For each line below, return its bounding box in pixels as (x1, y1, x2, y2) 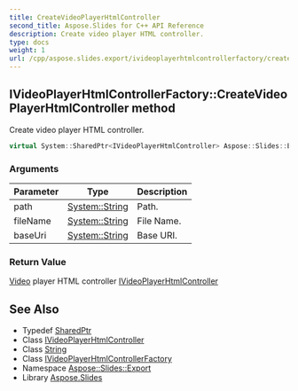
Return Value (9, 255, 67, 268)
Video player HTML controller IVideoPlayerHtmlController (9, 276, 219, 286)
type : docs (9, 37, 50, 47)
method (131, 101, 176, 116)
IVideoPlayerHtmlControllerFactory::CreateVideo (9, 87, 288, 102)
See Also (9, 301, 59, 317)
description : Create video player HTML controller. (9, 29, 204, 38)
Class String (21, 344, 67, 355)
